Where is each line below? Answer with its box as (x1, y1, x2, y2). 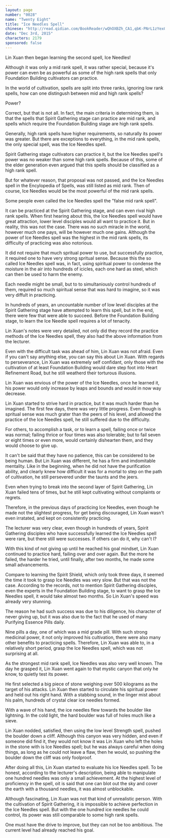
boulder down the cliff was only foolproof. (5, 754, 93, 760)
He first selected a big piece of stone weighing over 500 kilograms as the (5, 681, 158, 687)
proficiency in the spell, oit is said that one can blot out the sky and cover (5, 780, 158, 786)
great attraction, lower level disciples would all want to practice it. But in (5, 218, 155, 224)
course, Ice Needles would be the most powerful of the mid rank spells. (5, 188, 154, 194)
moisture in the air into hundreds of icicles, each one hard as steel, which (5, 266, 158, 272)
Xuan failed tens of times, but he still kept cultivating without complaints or (5, 489, 161, 495)
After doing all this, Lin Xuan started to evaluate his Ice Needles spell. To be (5, 764, 163, 770)
